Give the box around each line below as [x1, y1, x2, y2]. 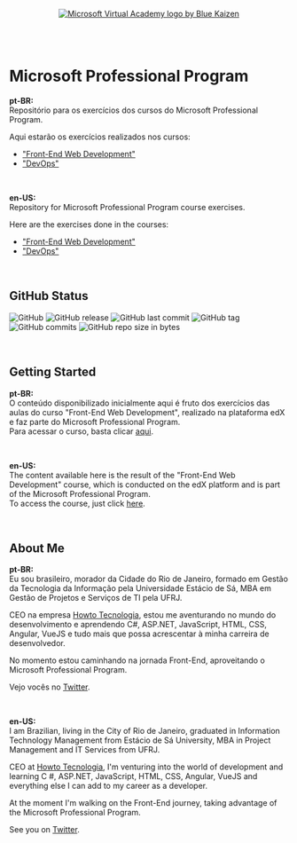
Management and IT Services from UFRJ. [9, 745, 160, 755]
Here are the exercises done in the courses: [9, 218, 169, 230]
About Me [9, 540, 65, 555]
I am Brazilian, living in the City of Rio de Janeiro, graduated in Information [9, 726, 281, 737]
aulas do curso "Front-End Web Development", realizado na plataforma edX [9, 406, 285, 417]
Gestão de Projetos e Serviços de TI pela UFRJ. [9, 593, 183, 603]
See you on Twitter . [9, 824, 80, 835]
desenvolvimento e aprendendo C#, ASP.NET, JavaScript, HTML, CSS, [9, 619, 268, 630]
